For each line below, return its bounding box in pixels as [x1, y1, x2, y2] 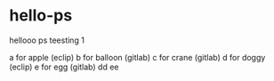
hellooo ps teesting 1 [9, 35, 85, 45]
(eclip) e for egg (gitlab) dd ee [9, 61, 119, 72]
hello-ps [9, 5, 73, 26]
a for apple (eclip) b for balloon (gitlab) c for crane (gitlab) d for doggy [9, 52, 266, 62]
